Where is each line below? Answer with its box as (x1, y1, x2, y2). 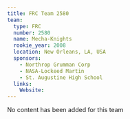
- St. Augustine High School (19, 74, 103, 81)
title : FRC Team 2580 (7, 10, 69, 17)
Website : (19, 87, 45, 94)
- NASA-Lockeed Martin (19, 67, 85, 74)
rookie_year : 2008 (13, 42, 67, 49)
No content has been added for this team (7, 106, 124, 114)
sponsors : (13, 55, 41, 62)
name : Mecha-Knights (13, 36, 72, 43)
